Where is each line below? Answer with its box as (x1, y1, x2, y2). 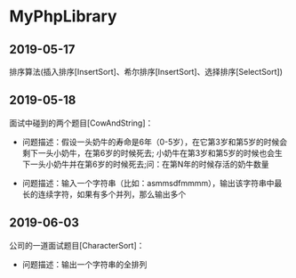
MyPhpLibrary (9, 6, 117, 27)
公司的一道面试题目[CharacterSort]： (9, 240, 145, 250)
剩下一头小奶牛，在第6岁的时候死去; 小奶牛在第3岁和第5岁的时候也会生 (21, 147, 283, 158)
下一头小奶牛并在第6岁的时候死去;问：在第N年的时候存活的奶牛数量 (21, 159, 269, 169)
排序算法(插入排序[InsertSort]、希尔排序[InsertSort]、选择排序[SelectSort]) (9, 67, 283, 77)
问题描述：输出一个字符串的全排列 (21, 258, 148, 269)
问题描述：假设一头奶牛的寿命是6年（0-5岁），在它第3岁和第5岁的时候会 (21, 136, 288, 147)
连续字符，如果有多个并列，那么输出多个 (37, 189, 187, 200)
